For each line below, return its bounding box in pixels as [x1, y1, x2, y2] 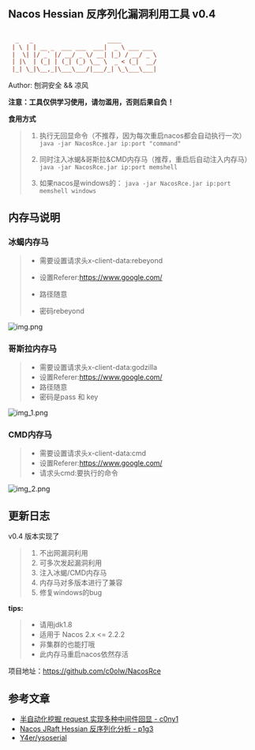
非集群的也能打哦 [39, 639, 96, 650]
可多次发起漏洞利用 [39, 558, 103, 567]
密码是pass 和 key [39, 392, 99, 401]
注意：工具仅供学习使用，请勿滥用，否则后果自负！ [8, 97, 174, 107]
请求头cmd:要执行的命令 [39, 469, 118, 478]
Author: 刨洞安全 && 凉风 [8, 81, 89, 90]
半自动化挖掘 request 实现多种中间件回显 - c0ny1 [19, 714, 179, 724]
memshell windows [39, 187, 97, 195]
